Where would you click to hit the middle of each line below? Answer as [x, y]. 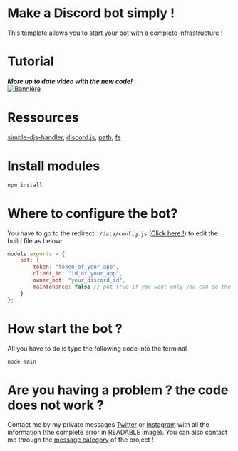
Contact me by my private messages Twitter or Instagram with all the [109, 425]
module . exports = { [36, 254]
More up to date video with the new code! [70, 81]
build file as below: [35, 240]
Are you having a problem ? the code [118, 390]
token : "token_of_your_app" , [76, 267]
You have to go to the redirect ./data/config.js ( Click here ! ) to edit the [113, 233]
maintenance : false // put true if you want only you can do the [132, 287]
